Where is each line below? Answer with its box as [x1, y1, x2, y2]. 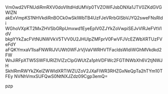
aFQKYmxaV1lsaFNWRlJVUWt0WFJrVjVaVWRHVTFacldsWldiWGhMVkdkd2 [5, 47, 162, 52]
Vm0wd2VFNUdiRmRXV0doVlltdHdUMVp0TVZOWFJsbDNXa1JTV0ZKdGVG [5, 4, 162, 10]
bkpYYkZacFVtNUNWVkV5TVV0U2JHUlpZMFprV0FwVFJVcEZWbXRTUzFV [5, 36, 163, 42]
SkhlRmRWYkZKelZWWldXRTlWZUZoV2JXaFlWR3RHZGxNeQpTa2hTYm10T [5, 68, 163, 74]
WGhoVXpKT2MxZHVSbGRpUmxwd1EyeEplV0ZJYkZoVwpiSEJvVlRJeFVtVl [5, 25, 162, 31]
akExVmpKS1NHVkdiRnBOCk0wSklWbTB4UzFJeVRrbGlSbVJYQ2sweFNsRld [5, 15, 163, 20]
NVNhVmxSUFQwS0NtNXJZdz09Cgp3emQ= [14, 73, 108, 79]
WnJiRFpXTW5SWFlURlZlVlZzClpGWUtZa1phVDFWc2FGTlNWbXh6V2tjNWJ [5, 57, 163, 63]
